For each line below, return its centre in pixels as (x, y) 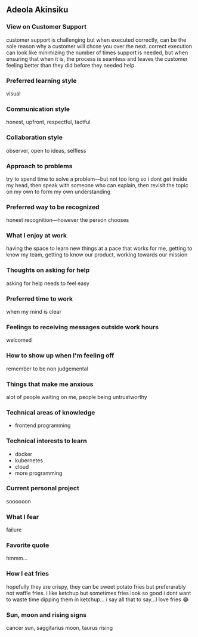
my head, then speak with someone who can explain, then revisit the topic (98, 185)
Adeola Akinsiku (37, 10)
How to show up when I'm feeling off (60, 355)
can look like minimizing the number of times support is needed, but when (97, 52)
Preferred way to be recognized (53, 207)
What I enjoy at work (37, 236)
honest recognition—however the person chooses (68, 220)
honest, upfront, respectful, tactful (48, 122)
